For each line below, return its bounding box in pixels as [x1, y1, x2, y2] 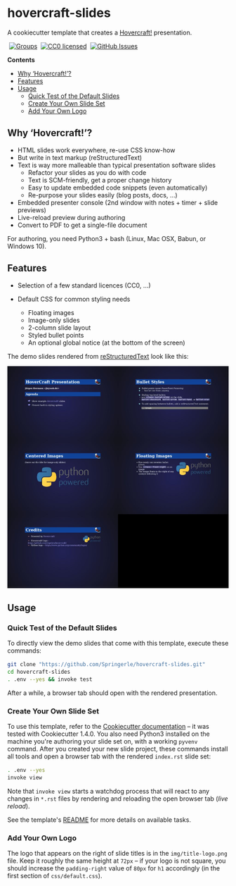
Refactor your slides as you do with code [27, 168, 147, 177]
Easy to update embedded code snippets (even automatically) [27, 183, 208, 192]
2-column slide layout [27, 323, 91, 332]
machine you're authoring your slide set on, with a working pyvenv [7, 737, 198, 746]
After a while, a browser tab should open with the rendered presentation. [7, 689, 218, 697]
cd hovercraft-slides [7, 668, 71, 676]
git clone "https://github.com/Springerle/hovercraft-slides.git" [7, 661, 206, 668]
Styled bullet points [27, 331, 84, 339]
